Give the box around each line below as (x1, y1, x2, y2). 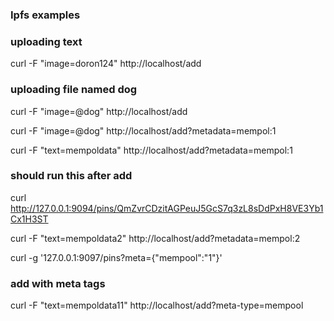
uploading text (10, 34, 83, 48)
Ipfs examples (10, 8, 81, 22)
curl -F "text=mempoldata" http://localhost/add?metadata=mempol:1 (10, 144, 293, 156)
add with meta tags (10, 276, 106, 290)
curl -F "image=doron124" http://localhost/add (10, 58, 202, 70)
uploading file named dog (10, 83, 138, 97)
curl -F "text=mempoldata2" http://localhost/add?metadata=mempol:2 (10, 232, 301, 244)
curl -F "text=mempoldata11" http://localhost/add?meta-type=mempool (10, 299, 304, 312)
